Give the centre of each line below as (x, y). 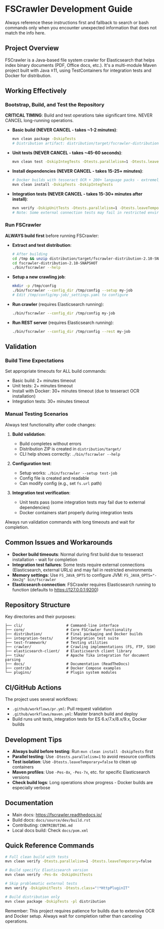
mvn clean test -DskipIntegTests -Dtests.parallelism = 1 (70, 162)
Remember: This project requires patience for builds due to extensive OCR (80, 910)
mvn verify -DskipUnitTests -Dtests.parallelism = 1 (65, 208)
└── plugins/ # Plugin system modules (61, 673)
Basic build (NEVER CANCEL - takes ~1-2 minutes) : (65, 130)
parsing (13, 660)
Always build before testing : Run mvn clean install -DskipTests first (83, 751)
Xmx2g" (19, 580)
